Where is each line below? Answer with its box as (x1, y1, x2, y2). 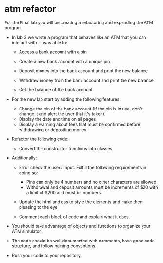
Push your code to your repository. (11, 252, 81, 258)
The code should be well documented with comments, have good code (11, 238, 155, 243)
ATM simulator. (11, 228, 42, 234)
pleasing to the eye (19, 204, 58, 210)
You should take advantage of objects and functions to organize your (11, 223, 151, 229)
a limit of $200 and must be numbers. (26, 189, 102, 195)
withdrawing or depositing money (19, 126, 87, 132)
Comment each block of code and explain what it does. (19, 214, 130, 219)
